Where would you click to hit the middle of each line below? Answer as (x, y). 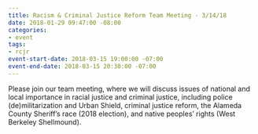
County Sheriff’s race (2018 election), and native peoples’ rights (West (122, 114)
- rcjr (19, 52)
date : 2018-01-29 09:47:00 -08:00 (65, 23)
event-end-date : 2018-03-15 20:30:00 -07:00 (82, 67)
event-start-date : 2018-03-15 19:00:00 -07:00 (86, 60)
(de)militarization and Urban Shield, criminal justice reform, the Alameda (125, 105)
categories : (28, 30)
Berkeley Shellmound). (45, 121)
